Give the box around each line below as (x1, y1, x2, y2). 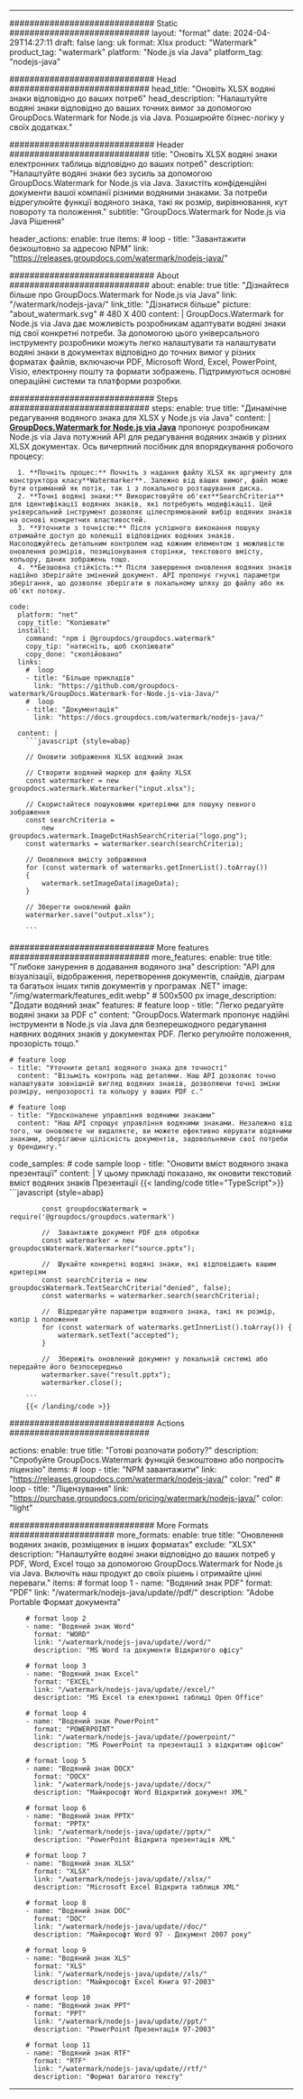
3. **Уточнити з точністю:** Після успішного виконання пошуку (17, 524, 260, 533)
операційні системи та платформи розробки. (9, 376, 183, 386)
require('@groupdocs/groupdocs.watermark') (9, 1212, 176, 1221)
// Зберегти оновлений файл (25, 903, 131, 912)
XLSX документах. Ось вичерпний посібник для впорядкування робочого (9, 441, 294, 451)
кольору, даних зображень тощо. (9, 555, 131, 564)
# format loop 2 (25, 1614, 87, 1623)
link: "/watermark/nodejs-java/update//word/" (32, 1638, 212, 1647)
